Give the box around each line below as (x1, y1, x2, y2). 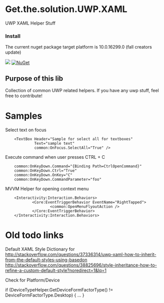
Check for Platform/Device (5, 277, 60, 283)
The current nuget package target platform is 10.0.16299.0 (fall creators (5, 44, 152, 50)
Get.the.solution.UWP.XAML (5, 4, 127, 15)
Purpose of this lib (5, 74, 63, 83)
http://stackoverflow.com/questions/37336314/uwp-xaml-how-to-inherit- (5, 251, 156, 257)
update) (5, 49, 21, 56)
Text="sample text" (34, 141, 75, 146)
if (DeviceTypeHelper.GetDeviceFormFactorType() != (5, 286, 113, 292)
